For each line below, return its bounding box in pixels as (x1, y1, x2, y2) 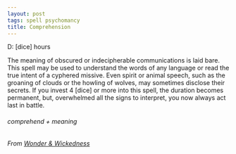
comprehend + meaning (7, 117, 77, 125)
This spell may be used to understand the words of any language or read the (7, 64, 230, 72)
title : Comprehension (7, 23, 71, 30)
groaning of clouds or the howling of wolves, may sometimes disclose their (7, 79, 225, 87)
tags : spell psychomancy (7, 17, 80, 24)
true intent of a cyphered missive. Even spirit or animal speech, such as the (7, 71, 225, 79)
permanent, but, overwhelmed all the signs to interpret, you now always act (7, 94, 226, 102)
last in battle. (7, 101, 45, 110)
